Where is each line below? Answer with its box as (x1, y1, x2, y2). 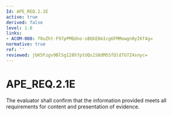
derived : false (6, 19, 43, 25)
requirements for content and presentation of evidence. (6, 103, 140, 110)
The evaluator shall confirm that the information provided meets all (6, 97, 167, 104)
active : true (6, 14, 38, 20)
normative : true (6, 42, 46, 47)
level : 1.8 (6, 25, 33, 31)
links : (6, 30, 22, 36)
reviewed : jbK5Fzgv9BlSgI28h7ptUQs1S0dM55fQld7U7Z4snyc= (6, 52, 148, 58)
